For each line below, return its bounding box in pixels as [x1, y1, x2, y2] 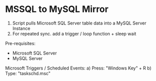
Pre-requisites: [5, 40, 36, 46]
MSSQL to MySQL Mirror [5, 3, 109, 15]
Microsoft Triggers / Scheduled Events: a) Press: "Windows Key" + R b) [5, 65, 152, 71]
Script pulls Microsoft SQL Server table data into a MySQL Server [12, 20, 147, 26]
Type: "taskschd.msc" [5, 70, 51, 76]
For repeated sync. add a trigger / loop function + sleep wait [12, 30, 137, 36]
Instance [12, 25, 31, 31]
